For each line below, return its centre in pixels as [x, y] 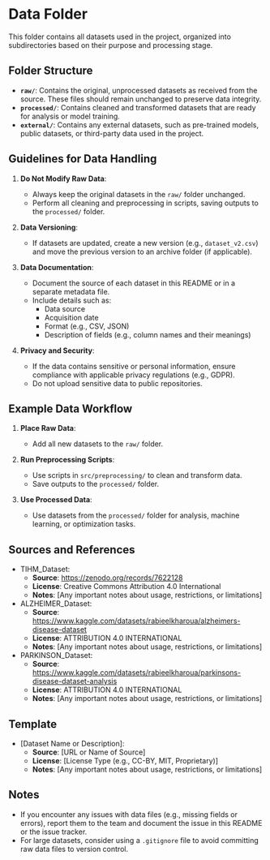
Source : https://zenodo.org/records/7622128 [107, 578]
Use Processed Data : [56, 500]
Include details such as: [72, 300]
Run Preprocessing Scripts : [67, 460]
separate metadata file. [71, 291]
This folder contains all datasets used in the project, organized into [120, 37]
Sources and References [72, 550]
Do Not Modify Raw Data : [63, 178]
